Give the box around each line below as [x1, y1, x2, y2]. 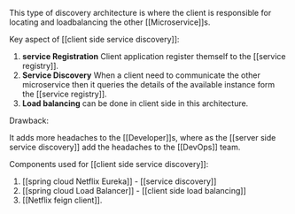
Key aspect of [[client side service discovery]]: [9, 34, 180, 44]
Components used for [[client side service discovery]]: [9, 159, 209, 169]
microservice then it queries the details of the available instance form [21, 80, 276, 89]
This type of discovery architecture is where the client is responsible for [9, 8, 272, 18]
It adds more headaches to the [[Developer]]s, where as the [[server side [9, 133, 276, 142]
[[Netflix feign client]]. [21, 195, 103, 205]
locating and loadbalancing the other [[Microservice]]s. [9, 17, 211, 27]
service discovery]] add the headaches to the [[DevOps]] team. [9, 141, 241, 152]
